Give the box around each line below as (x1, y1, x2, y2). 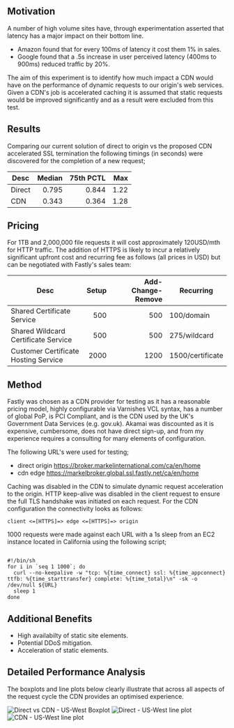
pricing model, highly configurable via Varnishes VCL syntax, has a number (7, 404, 223, 414)
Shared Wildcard (10, 326, 66, 336)
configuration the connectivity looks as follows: (7, 505, 143, 513)
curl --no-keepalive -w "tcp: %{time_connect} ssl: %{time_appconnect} (13, 570, 226, 577)
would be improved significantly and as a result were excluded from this (7, 96, 214, 104)
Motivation (7, 6, 56, 17)
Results (7, 123, 41, 135)
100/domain (169, 310, 210, 320)
